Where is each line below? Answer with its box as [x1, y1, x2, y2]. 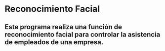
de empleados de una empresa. [4, 38, 104, 46]
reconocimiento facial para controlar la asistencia [4, 30, 161, 38]
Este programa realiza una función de [4, 23, 122, 31]
